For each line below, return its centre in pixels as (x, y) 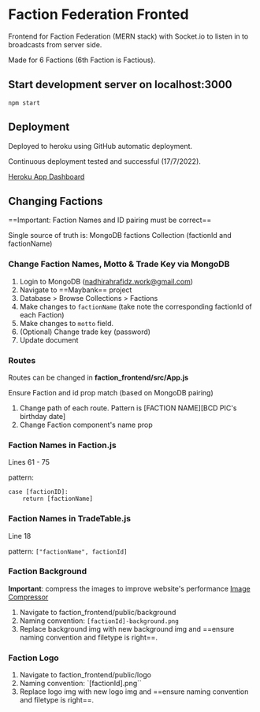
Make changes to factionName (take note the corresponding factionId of (136, 306)
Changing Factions (56, 201)
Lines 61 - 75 (29, 462)
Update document (49, 339)
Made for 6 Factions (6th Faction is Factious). (82, 60)
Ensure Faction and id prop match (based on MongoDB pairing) (111, 392)
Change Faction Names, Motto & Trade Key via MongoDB (119, 264)
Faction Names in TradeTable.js (70, 519)
